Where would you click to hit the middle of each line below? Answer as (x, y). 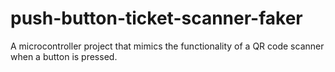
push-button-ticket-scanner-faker (156, 18)
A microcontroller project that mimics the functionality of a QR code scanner (167, 46)
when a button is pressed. (64, 56)
